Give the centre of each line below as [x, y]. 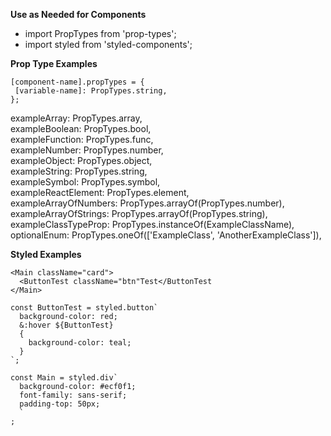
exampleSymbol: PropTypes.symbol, [85, 182]
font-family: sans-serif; [73, 395]
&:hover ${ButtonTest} [66, 325]
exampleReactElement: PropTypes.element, [100, 192]
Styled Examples [46, 254]
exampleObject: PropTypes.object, [81, 160]
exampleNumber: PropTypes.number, [87, 150]
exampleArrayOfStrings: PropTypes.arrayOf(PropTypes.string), [139, 213]
